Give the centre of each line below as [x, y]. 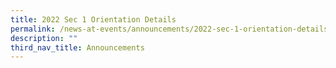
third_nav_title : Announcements [77, 47]
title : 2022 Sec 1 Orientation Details [93, 19]
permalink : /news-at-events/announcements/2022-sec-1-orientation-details [169, 29]
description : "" [44, 38]
